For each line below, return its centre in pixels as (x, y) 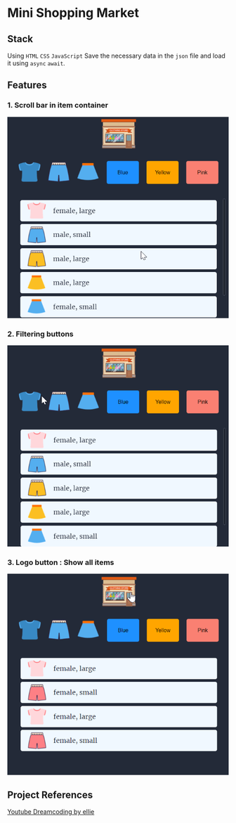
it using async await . (36, 63)
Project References (50, 795)
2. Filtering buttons (40, 334)
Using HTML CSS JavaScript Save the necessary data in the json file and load (117, 56)
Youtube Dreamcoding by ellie (51, 812)
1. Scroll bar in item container (58, 105)
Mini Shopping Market (73, 13)
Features (27, 85)
